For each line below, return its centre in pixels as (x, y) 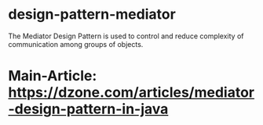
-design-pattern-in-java (88, 109)
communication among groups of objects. (76, 44)
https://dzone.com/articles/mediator (131, 93)
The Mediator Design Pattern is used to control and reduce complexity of (126, 36)
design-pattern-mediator (92, 14)
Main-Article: (53, 76)
